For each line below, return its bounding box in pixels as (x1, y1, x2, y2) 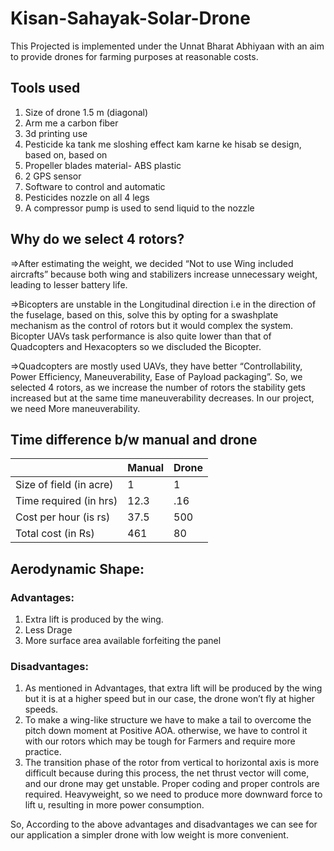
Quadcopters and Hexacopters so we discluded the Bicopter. (10, 340, 262, 352)
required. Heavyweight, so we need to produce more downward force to (24, 788, 323, 801)
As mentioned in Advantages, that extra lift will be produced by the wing (24, 682, 323, 694)
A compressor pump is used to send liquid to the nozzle (24, 202, 255, 214)
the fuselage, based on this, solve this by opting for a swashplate (10, 308, 279, 321)
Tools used (10, 80, 81, 97)
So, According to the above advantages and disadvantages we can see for (10, 818, 318, 831)
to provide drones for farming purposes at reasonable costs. (10, 50, 259, 62)
